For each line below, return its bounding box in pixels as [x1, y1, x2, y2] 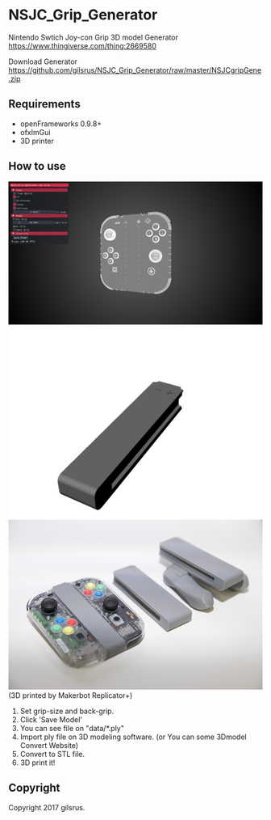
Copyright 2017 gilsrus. [8, 802, 85, 812]
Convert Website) [19, 740, 79, 750]
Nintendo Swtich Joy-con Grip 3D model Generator [8, 32, 179, 42]
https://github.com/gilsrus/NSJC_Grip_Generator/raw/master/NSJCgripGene [8, 65, 262, 74]
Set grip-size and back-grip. [19, 706, 115, 716]
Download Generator [8, 57, 78, 66]
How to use [8, 159, 66, 173]
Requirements [8, 97, 81, 111]
